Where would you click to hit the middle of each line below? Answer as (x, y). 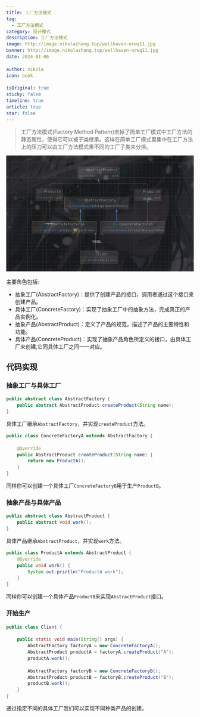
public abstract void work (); (54, 523)
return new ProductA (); (57, 461)
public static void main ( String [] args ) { (70, 639)
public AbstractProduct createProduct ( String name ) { (85, 455)
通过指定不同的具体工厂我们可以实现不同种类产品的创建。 (76, 708)
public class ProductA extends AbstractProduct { (69, 553)
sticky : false (24, 95)
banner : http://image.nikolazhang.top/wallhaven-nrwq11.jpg (82, 51)
